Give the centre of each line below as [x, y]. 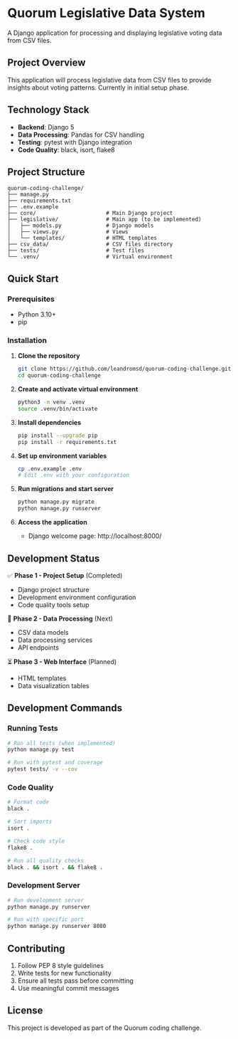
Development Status [54, 558]
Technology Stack [48, 110]
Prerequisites [31, 299]
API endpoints [38, 647]
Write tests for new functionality [64, 974]
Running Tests [33, 729]
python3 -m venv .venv [51, 402]
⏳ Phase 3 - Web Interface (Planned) [62, 661]
